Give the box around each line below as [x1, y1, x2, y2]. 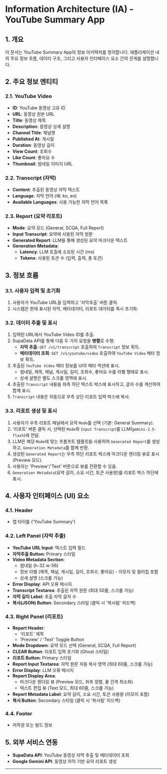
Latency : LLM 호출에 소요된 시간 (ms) [19, 249, 95, 255]
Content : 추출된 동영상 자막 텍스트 [12, 187, 81, 193]
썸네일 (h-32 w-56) [19, 562, 59, 568]
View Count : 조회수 [12, 148, 52, 154]
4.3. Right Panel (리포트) [5, 613, 63, 620]
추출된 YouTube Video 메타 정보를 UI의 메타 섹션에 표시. [12, 363, 120, 369]
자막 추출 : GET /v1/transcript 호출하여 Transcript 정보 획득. [19, 344, 140, 350]
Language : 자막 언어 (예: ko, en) [12, 193, 77, 198]
